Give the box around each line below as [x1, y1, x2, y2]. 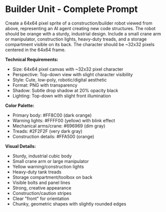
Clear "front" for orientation [12, 195, 69, 201]
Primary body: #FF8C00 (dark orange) [12, 112, 92, 118]
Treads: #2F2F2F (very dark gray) [12, 128, 82, 134]
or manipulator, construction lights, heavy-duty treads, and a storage [5, 36, 147, 42]
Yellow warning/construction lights [12, 163, 84, 169]
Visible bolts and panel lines [12, 179, 70, 185]
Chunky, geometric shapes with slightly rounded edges [12, 200, 126, 206]
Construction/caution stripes [12, 190, 71, 196]
